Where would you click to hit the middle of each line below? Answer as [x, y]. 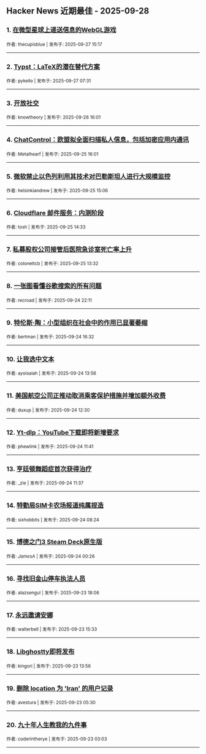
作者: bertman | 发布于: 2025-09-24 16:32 [50, 337]
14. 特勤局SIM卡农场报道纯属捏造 [55, 505]
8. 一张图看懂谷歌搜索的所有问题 [54, 286]
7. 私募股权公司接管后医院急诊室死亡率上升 [69, 249]
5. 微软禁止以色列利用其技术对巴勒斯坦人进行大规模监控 [88, 176]
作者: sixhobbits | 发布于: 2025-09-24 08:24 [53, 520]
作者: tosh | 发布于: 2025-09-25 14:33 [46, 227]
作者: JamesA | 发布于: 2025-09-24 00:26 [51, 556]
